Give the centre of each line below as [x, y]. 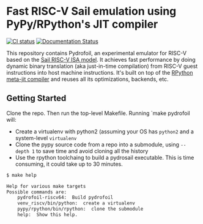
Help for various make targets [46, 186]
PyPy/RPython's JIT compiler [82, 24]
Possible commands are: [37, 192]
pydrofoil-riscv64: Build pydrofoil [65, 198]
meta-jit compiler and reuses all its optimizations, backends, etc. [87, 79]
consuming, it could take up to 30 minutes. [69, 164]
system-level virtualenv [46, 138]
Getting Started [36, 98]
